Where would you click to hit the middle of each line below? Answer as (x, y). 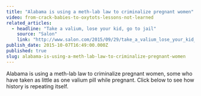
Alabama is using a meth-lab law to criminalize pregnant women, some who (99, 73)
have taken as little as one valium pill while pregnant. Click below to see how (100, 80)
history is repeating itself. (37, 86)
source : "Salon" (37, 34)
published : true (26, 51)
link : (24, 40)
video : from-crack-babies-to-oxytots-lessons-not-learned (80, 17)
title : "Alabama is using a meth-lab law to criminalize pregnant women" (100, 12)
